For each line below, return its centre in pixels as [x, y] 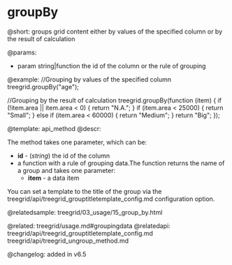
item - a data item [53, 178]
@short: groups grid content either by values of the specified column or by [115, 31]
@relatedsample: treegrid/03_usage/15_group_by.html [85, 212]
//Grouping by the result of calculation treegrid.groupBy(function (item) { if [115, 100]
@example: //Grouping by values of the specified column [89, 79]
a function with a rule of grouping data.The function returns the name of [121, 163]
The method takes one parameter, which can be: [77, 142]
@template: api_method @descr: [54, 128]
